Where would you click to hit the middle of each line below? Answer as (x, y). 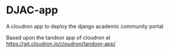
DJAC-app (32, 10)
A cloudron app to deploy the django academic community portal (85, 26)
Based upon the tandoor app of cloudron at (58, 37)
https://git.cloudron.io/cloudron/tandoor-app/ (61, 44)
